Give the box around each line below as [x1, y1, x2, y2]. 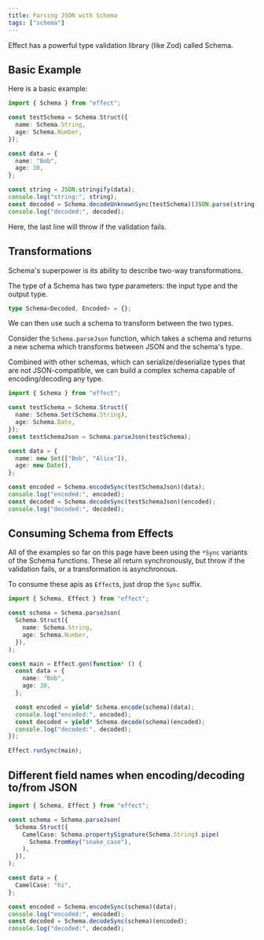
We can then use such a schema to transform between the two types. [8, 319, 234, 328]
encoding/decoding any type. [8, 374, 104, 384]
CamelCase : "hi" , [15, 881, 72, 889]
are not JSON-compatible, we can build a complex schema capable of [8, 366, 236, 375]
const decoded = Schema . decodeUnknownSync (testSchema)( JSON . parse [8, 200, 230, 208]
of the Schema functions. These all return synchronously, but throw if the [8, 556, 245, 566]
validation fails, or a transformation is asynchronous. [8, 564, 178, 574]
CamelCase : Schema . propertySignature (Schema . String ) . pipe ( [22, 831, 220, 839]
